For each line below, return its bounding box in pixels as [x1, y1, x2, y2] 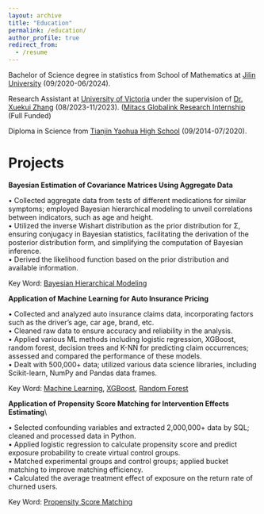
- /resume [15, 48, 48, 56]
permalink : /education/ [8, 26, 87, 34]
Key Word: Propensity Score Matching [8, 497, 133, 506]
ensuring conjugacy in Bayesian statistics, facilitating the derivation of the [8, 229, 250, 239]
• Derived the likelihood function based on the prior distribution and [8, 255, 230, 264]
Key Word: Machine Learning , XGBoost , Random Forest [8, 383, 189, 393]
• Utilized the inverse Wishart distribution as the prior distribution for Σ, [8, 221, 241, 230]
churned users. [8, 481, 58, 491]
